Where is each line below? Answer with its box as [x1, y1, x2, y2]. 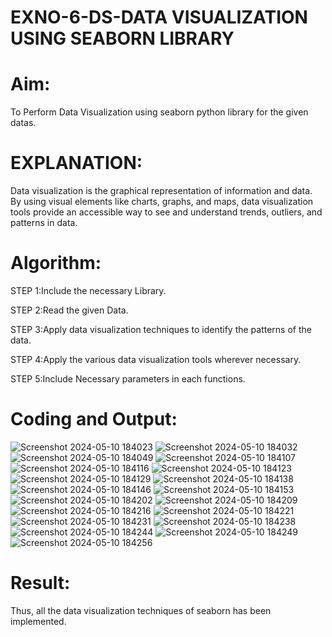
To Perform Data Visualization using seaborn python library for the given [10, 106, 309, 118]
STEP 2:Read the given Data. [10, 304, 129, 316]
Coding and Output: [10, 408, 178, 431]
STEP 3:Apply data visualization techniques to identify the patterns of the [10, 324, 312, 335]
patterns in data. [10, 217, 78, 229]
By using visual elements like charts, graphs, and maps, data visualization [10, 196, 314, 208]
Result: [10, 572, 71, 595]
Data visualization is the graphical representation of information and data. [10, 185, 313, 197]
